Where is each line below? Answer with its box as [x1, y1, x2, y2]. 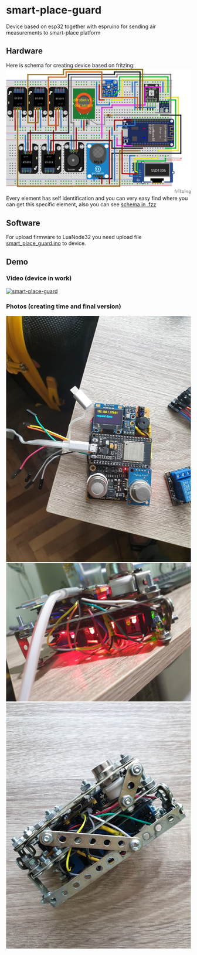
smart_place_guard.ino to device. [6, 240, 86, 247]
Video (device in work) [6, 274, 72, 282]
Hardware [6, 46, 43, 56]
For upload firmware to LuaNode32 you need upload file [6, 234, 142, 241]
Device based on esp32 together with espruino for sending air [6, 23, 157, 30]
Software [6, 218, 40, 228]
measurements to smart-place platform [6, 29, 101, 36]
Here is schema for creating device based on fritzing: [6, 62, 135, 69]
